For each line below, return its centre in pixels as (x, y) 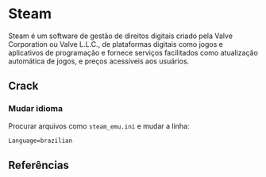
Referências (39, 165)
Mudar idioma (36, 109)
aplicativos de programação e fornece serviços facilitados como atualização (133, 52)
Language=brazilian (40, 140)
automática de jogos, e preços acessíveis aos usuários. (99, 61)
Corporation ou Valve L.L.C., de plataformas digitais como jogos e (116, 44)
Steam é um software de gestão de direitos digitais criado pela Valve (120, 36)
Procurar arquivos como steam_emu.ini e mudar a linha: (99, 126)
